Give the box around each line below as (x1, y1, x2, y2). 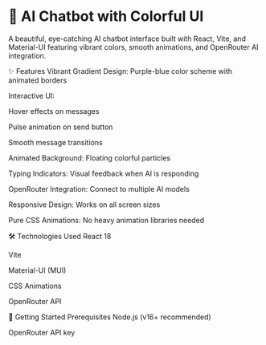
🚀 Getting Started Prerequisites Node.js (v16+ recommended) (8, 312, 211, 322)
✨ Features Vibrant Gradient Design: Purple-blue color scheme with (8, 66, 233, 75)
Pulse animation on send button (8, 122, 113, 132)
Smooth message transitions (8, 137, 103, 147)
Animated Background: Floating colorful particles (8, 152, 171, 163)
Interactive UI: (8, 91, 55, 100)
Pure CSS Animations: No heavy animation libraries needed (8, 215, 205, 225)
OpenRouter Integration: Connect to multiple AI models (8, 184, 190, 193)
